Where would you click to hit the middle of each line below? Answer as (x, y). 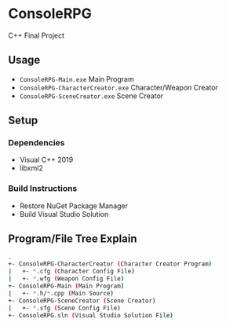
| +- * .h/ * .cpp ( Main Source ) (61, 293)
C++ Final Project (36, 35)
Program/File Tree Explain (73, 239)
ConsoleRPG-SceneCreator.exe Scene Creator (91, 96)
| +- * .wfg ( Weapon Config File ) (66, 279)
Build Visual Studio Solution (64, 214)
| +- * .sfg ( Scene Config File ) (65, 308)
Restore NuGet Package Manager (73, 206)
